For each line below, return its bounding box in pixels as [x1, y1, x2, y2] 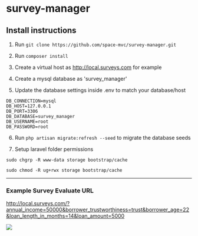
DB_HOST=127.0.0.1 [6, 103, 51, 109]
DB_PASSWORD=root [6, 124, 49, 130]
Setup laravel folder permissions [14, 146, 94, 152]
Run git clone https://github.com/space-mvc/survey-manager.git [14, 41, 177, 48]
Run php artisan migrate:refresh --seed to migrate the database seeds [14, 135, 191, 141]
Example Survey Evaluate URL [6, 186, 94, 195]
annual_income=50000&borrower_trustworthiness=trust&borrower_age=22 [6, 206, 190, 214]
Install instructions [6, 25, 77, 35]
